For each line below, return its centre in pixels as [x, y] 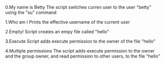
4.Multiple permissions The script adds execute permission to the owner [80, 51]
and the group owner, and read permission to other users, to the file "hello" [83, 56]
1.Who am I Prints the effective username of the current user [68, 22]
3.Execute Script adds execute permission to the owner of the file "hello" [80, 41]
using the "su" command [31, 12]
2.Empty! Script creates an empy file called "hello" [57, 32]
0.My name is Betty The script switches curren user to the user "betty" [78, 7]
